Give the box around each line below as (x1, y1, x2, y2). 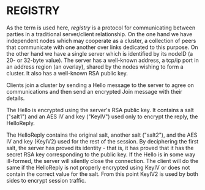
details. (6, 94, 25, 102)
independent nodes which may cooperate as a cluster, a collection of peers (6, 37, 196, 44)
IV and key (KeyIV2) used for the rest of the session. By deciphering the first (6, 137, 199, 145)
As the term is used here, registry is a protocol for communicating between (6, 24, 196, 31)
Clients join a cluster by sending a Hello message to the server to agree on (6, 81, 195, 89)
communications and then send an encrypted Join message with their (6, 88, 182, 95)
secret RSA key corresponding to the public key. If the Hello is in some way (6, 151, 196, 158)
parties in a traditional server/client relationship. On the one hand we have (6, 30, 193, 37)
